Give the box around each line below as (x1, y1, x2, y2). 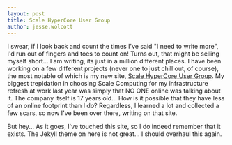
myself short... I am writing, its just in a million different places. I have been (7, 57, 222, 66)
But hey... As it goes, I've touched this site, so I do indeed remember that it (7, 123, 221, 131)
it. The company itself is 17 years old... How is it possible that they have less (7, 94, 225, 102)
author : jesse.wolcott (7, 23, 73, 30)
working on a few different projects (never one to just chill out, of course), (7, 64, 219, 73)
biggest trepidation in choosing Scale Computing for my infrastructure (7, 79, 208, 88)
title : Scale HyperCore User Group (7, 17, 111, 24)
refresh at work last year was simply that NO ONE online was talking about (7, 86, 221, 95)
